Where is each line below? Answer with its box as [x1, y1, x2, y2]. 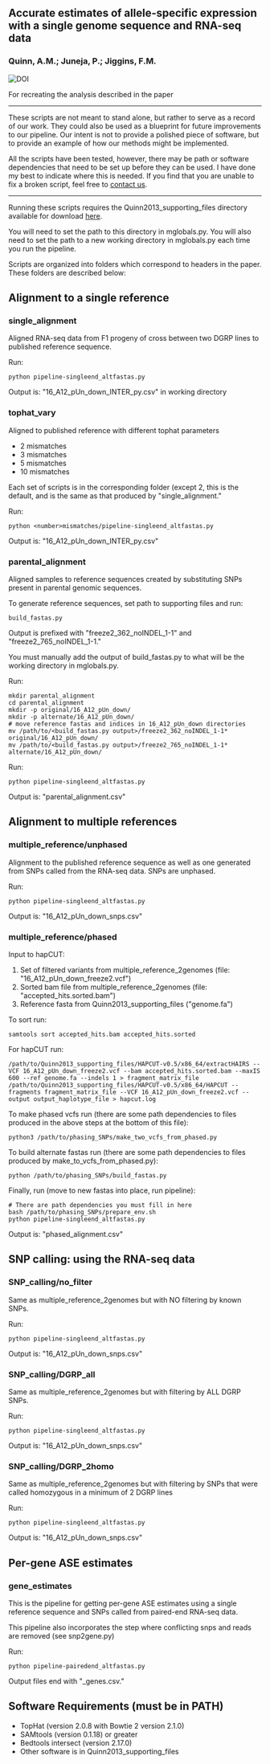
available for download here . [8, 211, 103, 220]
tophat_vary [8, 407, 56, 419]
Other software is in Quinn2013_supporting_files [19, 1746, 179, 1756]
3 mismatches [19, 449, 67, 459]
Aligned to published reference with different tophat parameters [8, 425, 219, 435]
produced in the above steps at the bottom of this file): [8, 1117, 189, 1128]
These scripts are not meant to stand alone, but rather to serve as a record [8, 113, 256, 122]
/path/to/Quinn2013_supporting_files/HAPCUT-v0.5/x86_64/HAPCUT [8, 1081, 228, 1089]
